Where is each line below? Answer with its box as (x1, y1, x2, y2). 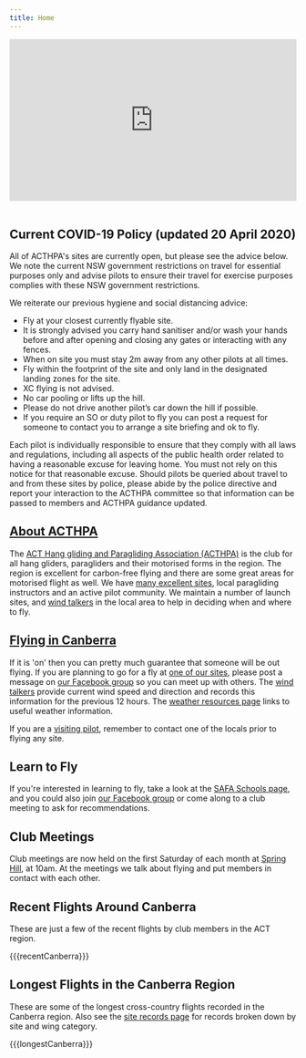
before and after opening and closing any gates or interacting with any (22, 334, 287, 345)
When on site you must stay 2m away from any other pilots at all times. (22, 353, 289, 365)
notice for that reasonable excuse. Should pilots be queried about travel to (9, 468, 289, 479)
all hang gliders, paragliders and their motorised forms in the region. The (9, 557, 282, 568)
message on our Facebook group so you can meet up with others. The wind (9, 676, 294, 687)
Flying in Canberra (9, 633, 117, 648)
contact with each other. (9, 873, 101, 884)
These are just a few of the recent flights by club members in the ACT (9, 923, 270, 934)
